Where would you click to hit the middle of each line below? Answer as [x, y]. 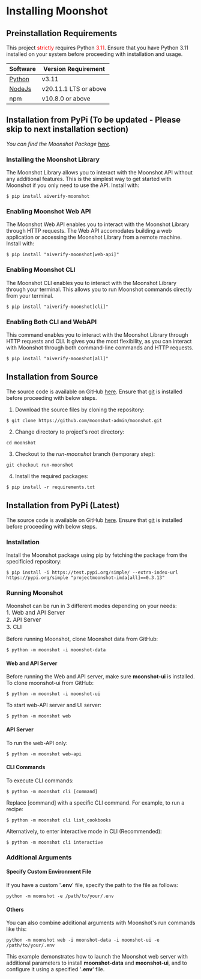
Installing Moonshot [57, 11]
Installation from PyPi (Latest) [63, 505]
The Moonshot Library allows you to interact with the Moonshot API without [100, 173]
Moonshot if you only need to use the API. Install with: [73, 185]
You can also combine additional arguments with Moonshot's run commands [101, 923]
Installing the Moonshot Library [53, 159]
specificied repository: [34, 561]
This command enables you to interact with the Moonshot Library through [97, 335]
